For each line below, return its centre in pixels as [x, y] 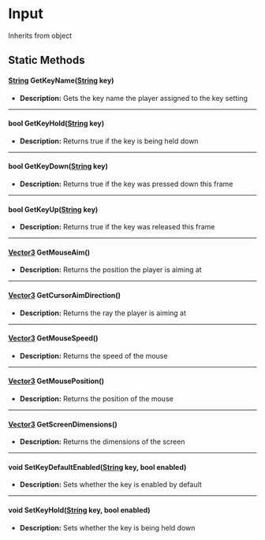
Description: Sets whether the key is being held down [107, 527]
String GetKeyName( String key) [61, 80]
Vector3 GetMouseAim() [49, 252]
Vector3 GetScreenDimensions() [63, 424]
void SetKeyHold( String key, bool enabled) [80, 510]
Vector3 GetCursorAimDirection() [64, 295]
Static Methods [47, 60]
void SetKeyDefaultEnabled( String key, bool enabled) [97, 467]
